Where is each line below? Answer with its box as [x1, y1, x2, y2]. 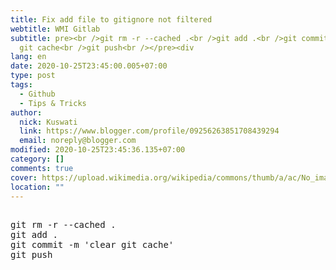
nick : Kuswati [19, 117, 78, 127]
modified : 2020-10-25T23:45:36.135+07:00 [10, 145, 186, 155]
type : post [10, 71, 56, 81]
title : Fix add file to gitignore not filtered [10, 14, 213, 25]
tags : [10, 80, 33, 90]
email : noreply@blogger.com [19, 136, 137, 146]
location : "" [10, 182, 65, 192]
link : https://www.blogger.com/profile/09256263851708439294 [19, 126, 280, 136]
